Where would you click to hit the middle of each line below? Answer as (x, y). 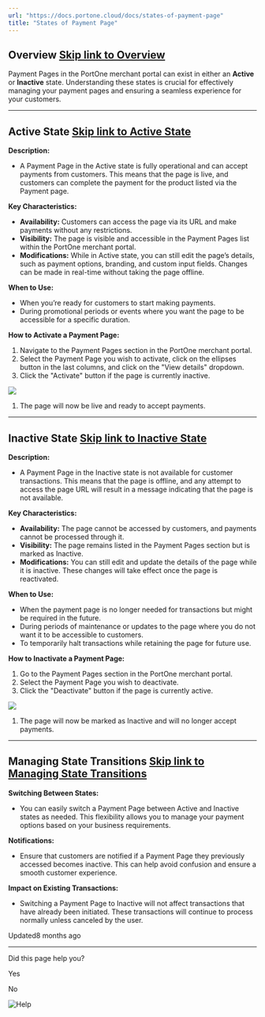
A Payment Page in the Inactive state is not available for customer (126, 472)
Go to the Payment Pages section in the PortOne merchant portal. (126, 674)
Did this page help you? (47, 958)
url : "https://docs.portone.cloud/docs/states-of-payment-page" (116, 15)
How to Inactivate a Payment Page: (66, 658)
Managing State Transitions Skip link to (106, 762)
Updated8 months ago (45, 935)
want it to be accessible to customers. (81, 635)
